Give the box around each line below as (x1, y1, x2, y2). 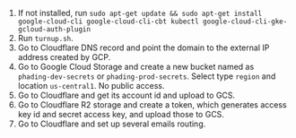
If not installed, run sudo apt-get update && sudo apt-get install (17, 8, 263, 18)
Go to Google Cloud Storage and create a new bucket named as (17, 62, 255, 72)
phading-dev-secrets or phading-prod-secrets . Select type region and (17, 71, 276, 82)
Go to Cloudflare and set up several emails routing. (17, 118, 206, 129)
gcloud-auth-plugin (17, 25, 91, 34)
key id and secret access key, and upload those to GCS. (17, 109, 224, 119)
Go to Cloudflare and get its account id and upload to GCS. (17, 90, 236, 100)
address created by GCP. (17, 52, 111, 62)
